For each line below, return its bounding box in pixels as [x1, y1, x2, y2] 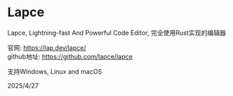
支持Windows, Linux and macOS [7, 67, 102, 76]
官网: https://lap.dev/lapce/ [7, 43, 87, 52]
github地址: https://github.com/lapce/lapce [7, 52, 133, 61]
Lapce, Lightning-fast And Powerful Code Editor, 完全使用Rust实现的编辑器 [7, 28, 227, 37]
